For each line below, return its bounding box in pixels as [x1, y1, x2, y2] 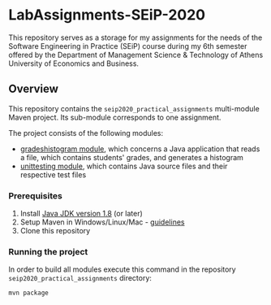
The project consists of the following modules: [8, 128, 164, 137]
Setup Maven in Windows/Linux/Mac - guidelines [19, 217, 185, 227]
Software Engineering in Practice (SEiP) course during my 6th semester [8, 41, 247, 50]
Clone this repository [19, 226, 91, 236]
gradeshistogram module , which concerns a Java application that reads [19, 144, 260, 154]
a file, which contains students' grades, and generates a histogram [19, 152, 243, 162]
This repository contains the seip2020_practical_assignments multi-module [8, 103, 260, 113]
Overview [8, 82, 59, 96]
